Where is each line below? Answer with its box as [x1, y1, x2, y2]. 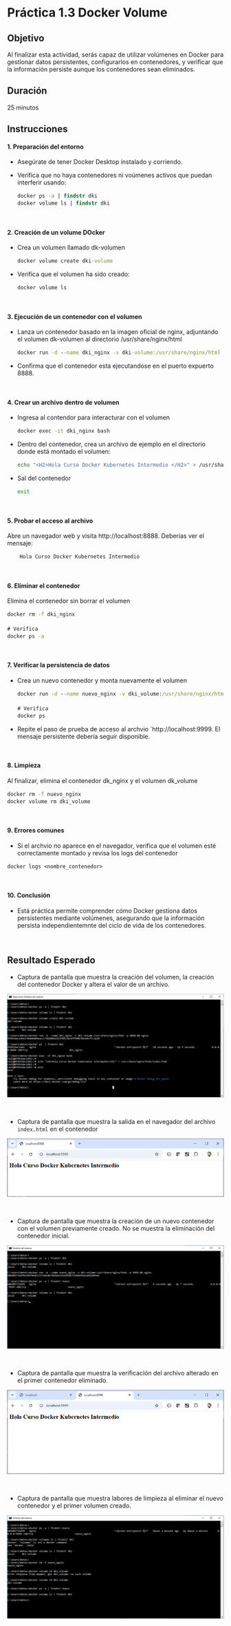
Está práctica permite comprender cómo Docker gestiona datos [16, 906, 198, 915]
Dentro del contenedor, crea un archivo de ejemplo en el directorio [16, 440, 206, 448]
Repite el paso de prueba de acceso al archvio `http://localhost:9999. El [16, 725, 221, 733]
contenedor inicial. [16, 1231, 70, 1240]
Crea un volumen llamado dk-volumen [16, 243, 126, 252]
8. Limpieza [7, 761, 41, 769]
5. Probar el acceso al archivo [7, 517, 93, 525]
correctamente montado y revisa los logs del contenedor [16, 848, 178, 857]
